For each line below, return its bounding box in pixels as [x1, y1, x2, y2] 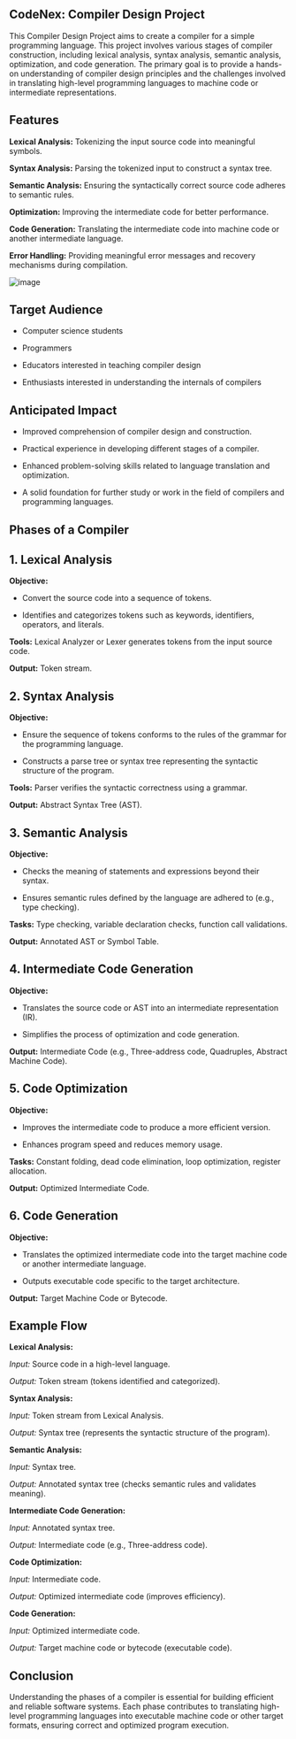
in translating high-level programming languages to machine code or [9, 77, 259, 88]
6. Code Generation [9, 1208, 119, 1224]
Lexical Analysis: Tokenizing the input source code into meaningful [9, 136, 256, 147]
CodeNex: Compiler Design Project [9, 7, 205, 22]
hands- [255, 58, 283, 69]
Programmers [21, 342, 72, 353]
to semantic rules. [9, 189, 75, 200]
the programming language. [21, 739, 124, 750]
